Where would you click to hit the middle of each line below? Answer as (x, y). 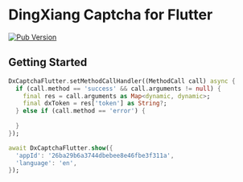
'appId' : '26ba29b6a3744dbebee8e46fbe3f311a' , (95, 155)
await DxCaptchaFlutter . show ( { (61, 148)
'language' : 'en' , (47, 163)
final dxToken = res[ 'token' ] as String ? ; (95, 103)
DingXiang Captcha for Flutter (111, 15)
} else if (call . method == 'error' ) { (81, 111)
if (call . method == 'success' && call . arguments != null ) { (118, 89)
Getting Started (48, 62)
